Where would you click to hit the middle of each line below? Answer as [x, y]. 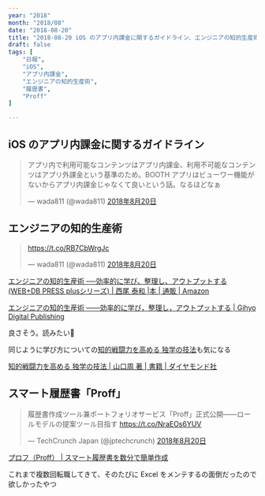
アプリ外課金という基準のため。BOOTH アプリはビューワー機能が [148, 174]
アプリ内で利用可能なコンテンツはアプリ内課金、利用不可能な [128, 164]
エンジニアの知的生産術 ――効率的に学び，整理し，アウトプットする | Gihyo [132, 308]
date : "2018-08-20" [40, 30]
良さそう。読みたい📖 [41, 333]
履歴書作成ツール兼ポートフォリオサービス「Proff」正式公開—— [132, 414]
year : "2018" [30, 15]
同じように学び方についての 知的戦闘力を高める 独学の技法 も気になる [119, 349]
